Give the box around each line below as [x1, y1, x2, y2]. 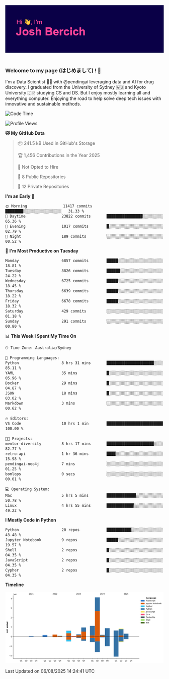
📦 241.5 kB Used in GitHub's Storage [17, 140, 96, 146]
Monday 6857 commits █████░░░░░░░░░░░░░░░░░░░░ [5, 258, 163, 264]
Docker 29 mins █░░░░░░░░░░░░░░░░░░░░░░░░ [5, 381, 163, 386]
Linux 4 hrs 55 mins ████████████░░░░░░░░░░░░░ [5, 503, 163, 508]
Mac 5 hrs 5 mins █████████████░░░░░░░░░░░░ [5, 493, 163, 498]
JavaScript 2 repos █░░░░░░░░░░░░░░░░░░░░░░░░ [5, 558, 163, 563]
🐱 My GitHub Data [5, 130, 45, 136]
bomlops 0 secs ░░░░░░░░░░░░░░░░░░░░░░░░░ [5, 472, 163, 477]
